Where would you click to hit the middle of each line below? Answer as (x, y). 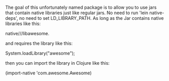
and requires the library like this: (39, 43)
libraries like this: (23, 23)
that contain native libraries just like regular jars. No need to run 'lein (77, 13)
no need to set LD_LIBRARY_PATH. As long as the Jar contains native (91, 18)
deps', (12, 18)
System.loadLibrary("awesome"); (40, 53)
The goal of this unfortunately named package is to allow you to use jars (81, 7)
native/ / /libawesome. (27, 33)
